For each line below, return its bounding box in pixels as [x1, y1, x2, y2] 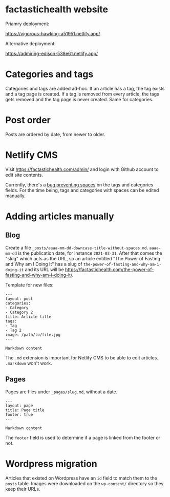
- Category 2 [5, 310, 33, 315]
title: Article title [5, 314, 52, 319]
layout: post [5, 296, 33, 301]
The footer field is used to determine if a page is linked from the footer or [5, 434, 160, 441]
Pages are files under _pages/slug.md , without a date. [5, 389, 118, 395]
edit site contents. [5, 171, 44, 178]
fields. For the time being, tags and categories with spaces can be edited [5, 187, 159, 193]
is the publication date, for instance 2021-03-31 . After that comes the [17, 250, 162, 256]
